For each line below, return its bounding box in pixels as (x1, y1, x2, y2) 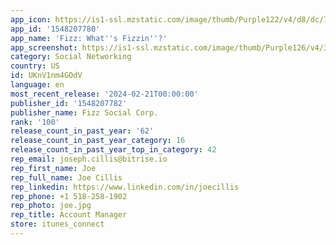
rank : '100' (10, 117, 60, 127)
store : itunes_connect (10, 219, 105, 230)
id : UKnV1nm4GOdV (10, 71, 83, 81)
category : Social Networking (10, 52, 132, 62)
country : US (10, 61, 60, 71)
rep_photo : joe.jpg (10, 201, 92, 211)
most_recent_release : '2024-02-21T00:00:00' (10, 89, 199, 99)
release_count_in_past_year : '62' (10, 126, 155, 136)
